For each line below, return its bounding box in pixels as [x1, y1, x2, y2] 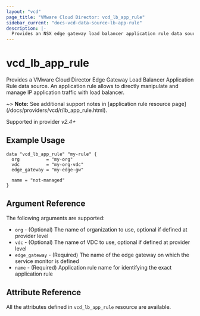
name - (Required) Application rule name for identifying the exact [14, 264, 172, 271]
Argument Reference [6, 199, 86, 209]
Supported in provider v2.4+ [6, 118, 76, 126]
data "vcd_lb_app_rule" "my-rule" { [6, 151, 97, 157]
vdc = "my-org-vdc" [11, 161, 84, 167]
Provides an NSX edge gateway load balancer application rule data [11, 31, 183, 37]
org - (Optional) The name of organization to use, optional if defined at [14, 226, 187, 233]
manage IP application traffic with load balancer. [6, 89, 125, 96]
